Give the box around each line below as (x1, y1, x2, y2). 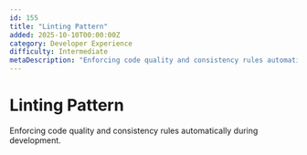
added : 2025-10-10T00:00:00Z (9, 30, 121, 39)
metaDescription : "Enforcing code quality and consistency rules (9, 56, 263, 65)
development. (9, 134, 61, 146)
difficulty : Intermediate (9, 47, 108, 57)
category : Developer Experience (9, 38, 132, 48)
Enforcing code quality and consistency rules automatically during (9, 125, 259, 136)
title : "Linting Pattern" (9, 22, 108, 31)
